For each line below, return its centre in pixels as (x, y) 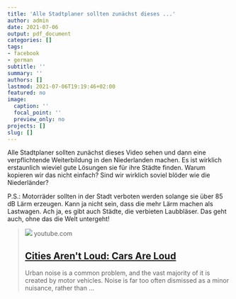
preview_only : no (39, 119)
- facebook (23, 54)
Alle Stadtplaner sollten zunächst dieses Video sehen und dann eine (107, 152)
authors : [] (25, 80)
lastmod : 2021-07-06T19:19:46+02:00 (61, 86)
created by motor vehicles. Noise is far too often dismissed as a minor (127, 281)
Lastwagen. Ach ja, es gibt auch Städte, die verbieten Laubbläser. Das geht (117, 211)
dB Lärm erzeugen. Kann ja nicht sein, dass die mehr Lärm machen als (111, 204)
